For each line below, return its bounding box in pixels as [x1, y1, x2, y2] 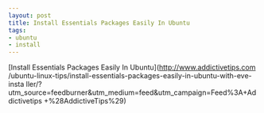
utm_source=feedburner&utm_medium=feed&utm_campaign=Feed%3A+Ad [8, 88, 257, 97]
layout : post [8, 11, 52, 20]
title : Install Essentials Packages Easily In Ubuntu [8, 19, 191, 27]
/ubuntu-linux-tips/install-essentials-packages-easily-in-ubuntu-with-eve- [8, 71, 252, 81]
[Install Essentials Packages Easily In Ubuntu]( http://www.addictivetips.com [8, 62, 256, 72]
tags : [8, 26, 26, 34]
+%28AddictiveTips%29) [43, 96, 127, 106]
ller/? [25, 80, 42, 89]
